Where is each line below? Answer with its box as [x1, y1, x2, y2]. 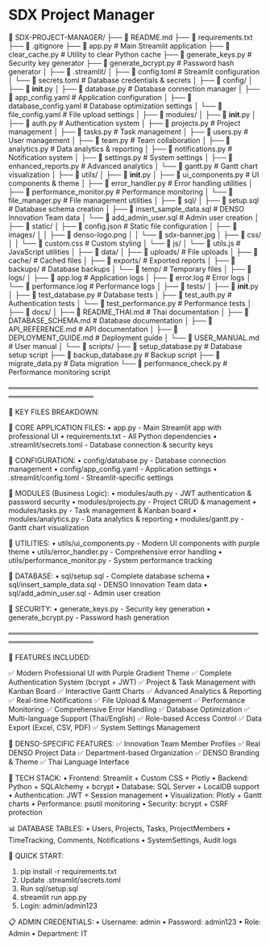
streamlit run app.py [19, 892, 87, 902]
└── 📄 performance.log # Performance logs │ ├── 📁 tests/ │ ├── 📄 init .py [8, 281, 260, 291]
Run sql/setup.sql [19, 883, 79, 893]
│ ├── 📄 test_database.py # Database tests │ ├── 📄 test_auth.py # [8, 289, 232, 300]
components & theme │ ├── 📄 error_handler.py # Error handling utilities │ [8, 178, 254, 187]
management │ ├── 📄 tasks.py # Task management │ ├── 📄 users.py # [8, 127, 248, 137]
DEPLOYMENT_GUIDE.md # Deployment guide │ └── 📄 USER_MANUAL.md [8, 333, 260, 343]
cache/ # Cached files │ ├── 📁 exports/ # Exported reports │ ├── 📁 [8, 255, 236, 265]
